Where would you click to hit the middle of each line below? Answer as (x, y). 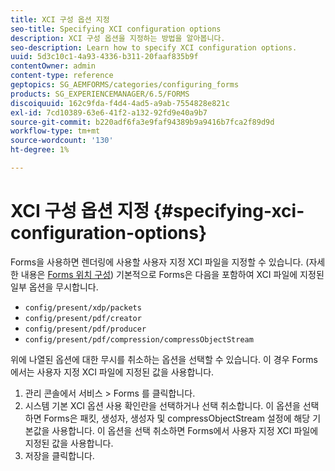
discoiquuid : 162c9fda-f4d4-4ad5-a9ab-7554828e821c (120, 103)
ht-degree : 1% (40, 150)
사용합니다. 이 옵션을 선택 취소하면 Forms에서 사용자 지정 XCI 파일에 (185, 430)
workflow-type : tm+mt (55, 131)
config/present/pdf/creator (83, 318)
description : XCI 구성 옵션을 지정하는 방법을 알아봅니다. (118, 38)
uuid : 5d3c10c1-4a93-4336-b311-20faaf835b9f (104, 57)
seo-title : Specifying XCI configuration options (116, 29)
